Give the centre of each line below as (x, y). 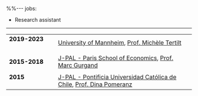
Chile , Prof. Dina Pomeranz (95, 84)
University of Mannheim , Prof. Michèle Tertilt (120, 42)
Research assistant (38, 20)
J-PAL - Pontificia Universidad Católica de (117, 77)
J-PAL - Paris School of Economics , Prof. (116, 58)
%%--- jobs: (22, 8)
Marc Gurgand (78, 65)
